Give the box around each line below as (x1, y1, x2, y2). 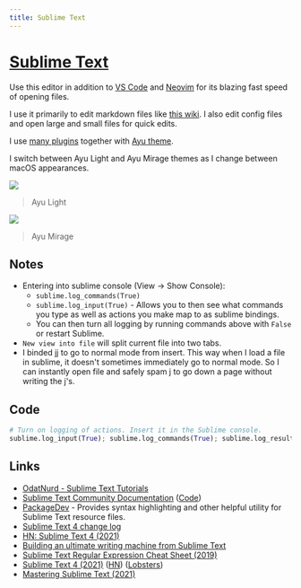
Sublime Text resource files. (21, 511, 125, 522)
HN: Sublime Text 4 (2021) (21, 531, 120, 541)
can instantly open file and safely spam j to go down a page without (21, 366, 272, 377)
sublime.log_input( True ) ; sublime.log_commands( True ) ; (9, 434, 219, 443)
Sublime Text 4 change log (21, 521, 122, 531)
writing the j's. (21, 376, 75, 387)
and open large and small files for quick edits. (9, 118, 177, 128)
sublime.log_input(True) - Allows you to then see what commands (35, 300, 284, 311)
